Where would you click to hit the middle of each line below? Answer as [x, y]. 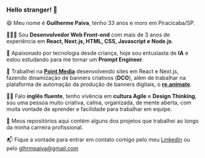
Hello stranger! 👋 [32, 10]
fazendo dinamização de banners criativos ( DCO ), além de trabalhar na [96, 78]
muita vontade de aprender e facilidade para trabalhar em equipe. [89, 109]
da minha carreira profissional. [45, 127]
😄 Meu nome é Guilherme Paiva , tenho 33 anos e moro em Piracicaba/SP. [101, 23]
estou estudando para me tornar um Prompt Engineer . [75, 60]
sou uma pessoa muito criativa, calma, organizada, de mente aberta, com [99, 102]
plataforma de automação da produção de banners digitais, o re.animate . [99, 84]
